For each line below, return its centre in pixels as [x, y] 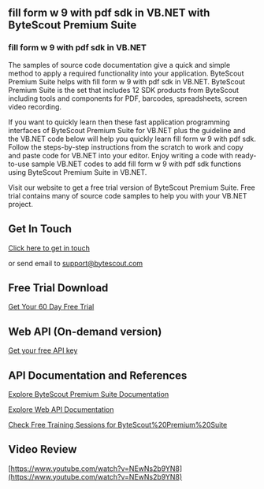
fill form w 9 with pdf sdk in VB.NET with [109, 13]
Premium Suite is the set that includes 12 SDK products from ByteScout [123, 90]
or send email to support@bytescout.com [76, 263]
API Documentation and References [98, 375]
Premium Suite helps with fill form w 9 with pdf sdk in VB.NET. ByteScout [127, 81]
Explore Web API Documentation [61, 409]
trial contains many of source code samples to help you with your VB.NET [128, 195]
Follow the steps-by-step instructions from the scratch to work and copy [126, 147]
